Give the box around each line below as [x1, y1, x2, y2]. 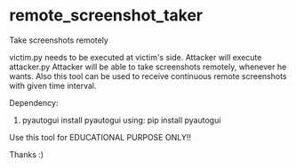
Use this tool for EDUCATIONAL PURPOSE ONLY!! [9, 132, 191, 142]
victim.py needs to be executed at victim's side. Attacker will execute [9, 52, 262, 62]
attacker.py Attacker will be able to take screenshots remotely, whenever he [9, 61, 287, 72]
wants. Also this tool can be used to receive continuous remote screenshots [9, 70, 287, 81]
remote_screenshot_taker [9, 5, 203, 26]
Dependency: [9, 97, 59, 108]
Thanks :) [9, 148, 44, 160]
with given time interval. [9, 80, 97, 91]
